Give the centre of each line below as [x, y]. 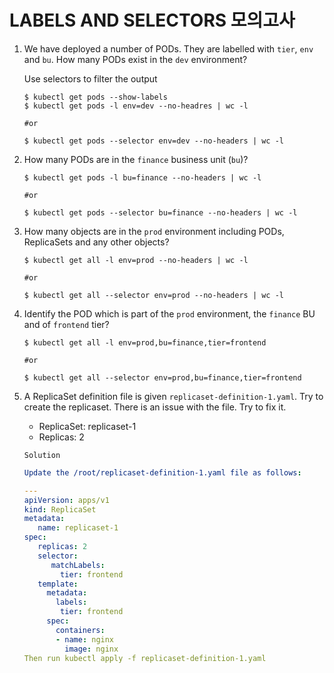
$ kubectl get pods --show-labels [95, 97]
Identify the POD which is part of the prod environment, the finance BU [169, 313]
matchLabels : [78, 565]
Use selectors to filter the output [90, 78]
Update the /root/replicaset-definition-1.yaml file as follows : [162, 472]
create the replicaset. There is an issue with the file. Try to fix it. [155, 407]
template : [58, 584]
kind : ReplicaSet [60, 509]
